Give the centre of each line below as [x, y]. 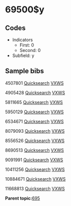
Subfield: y [23, 55]
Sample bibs [25, 71]
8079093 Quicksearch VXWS [35, 131]
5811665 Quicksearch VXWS [34, 102]
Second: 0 [30, 50]
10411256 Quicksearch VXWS [35, 169]
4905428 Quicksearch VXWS [35, 93]
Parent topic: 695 [23, 198]
